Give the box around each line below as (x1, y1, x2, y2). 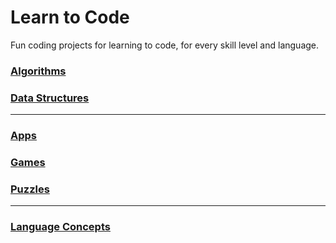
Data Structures (10, 91, 90, 105)
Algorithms (10, 64, 67, 78)
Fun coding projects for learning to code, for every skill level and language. (10, 39, 320, 51)
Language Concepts (10, 220, 111, 234)
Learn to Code (10, 6, 130, 29)
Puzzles (10, 182, 50, 196)
